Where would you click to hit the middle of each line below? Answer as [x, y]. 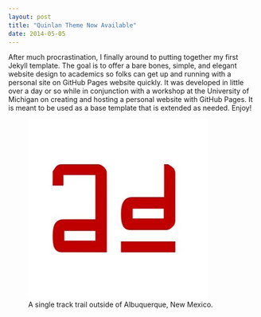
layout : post [30, 17]
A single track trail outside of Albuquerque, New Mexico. [121, 305]
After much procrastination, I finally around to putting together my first [123, 57]
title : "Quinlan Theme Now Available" [72, 25]
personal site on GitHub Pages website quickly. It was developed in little [126, 83]
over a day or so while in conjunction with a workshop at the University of [129, 91]
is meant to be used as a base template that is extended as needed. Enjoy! [130, 108]
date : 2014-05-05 [37, 33]
